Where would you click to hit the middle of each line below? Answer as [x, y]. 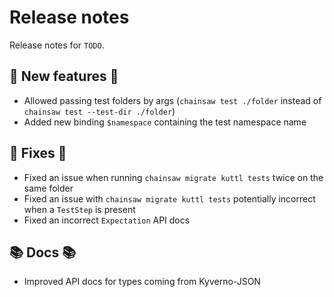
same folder [48, 188]
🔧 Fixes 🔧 [38, 153]
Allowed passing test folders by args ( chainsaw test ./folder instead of [172, 100]
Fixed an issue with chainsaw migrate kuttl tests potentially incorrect [169, 198]
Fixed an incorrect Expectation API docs [107, 220]
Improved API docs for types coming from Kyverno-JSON [142, 282]
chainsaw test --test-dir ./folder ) [99, 111]
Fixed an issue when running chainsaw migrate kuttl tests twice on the [173, 177]
